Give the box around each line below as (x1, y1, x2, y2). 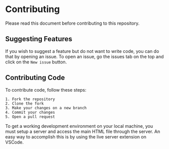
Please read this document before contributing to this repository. (5, 20, 140, 26)
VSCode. (5, 139, 24, 145)
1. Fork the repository (5, 97, 55, 102)
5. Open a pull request (5, 114, 55, 119)
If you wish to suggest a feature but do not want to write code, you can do (5, 48, 159, 54)
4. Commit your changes (5, 110, 55, 115)
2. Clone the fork (5, 101, 44, 106)
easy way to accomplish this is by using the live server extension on (5, 133, 146, 139)
